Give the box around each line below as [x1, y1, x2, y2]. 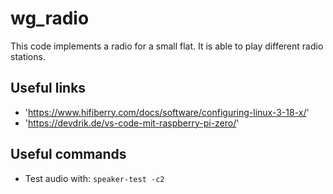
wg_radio [10, 7, 90, 30]
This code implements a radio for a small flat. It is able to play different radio [10, 40, 324, 52]
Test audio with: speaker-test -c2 [24, 172, 165, 184]
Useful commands [10, 146, 127, 163]
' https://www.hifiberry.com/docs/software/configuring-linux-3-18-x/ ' [24, 106, 310, 118]
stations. [10, 50, 46, 62]
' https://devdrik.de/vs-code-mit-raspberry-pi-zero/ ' [24, 117, 240, 129]
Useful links [10, 80, 87, 97]
